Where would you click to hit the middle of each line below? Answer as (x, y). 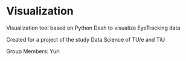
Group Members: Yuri (33, 51)
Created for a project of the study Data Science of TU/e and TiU (86, 39)
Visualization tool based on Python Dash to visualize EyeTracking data (93, 28)
